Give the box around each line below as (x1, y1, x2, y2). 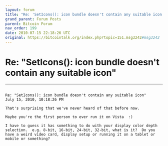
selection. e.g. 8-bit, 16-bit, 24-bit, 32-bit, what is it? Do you (5, 128, 155, 133)
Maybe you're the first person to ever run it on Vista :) (5, 114, 133, 120)
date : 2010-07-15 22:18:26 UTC (5, 30, 70, 35)
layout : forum (5, 7, 35, 12)
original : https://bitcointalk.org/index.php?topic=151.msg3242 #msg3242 (5, 35, 160, 40)
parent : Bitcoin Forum (5, 21, 52, 26)
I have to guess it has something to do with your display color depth (5, 123, 157, 128)
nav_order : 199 (5, 26, 37, 31)
